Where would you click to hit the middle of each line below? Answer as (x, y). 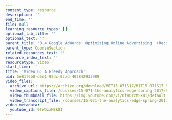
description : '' (23, 15)
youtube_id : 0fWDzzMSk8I (36, 110)
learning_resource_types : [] (36, 29)
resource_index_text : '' (32, 57)
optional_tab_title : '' (31, 34)
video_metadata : (23, 105)
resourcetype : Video (27, 62)
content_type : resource (31, 10)
